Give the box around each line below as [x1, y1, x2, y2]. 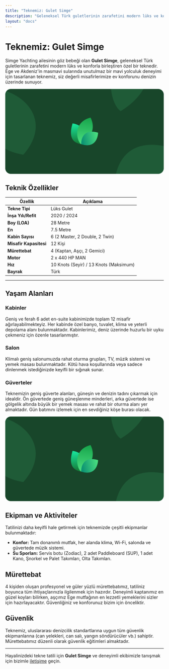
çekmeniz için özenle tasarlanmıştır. [5, 332, 79, 338]
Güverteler [5, 379, 33, 386]
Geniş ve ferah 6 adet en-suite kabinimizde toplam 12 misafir [5, 316, 131, 322]
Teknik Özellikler [5, 184, 59, 192]
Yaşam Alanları [5, 289, 54, 298]
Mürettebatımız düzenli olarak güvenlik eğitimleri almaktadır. [5, 638, 130, 644]
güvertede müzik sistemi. [12, 545, 65, 551]
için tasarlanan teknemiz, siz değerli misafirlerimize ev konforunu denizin [5, 73, 156, 80]
